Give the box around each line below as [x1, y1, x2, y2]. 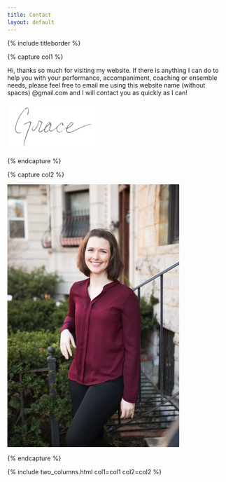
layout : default [7, 18, 55, 26]
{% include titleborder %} [7, 39, 81, 47]
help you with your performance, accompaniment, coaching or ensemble [7, 74, 218, 82]
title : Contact [7, 11, 52, 18]
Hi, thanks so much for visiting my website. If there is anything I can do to [7, 66, 219, 74]
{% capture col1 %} [7, 53, 64, 61]
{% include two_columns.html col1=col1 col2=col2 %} [7, 467, 162, 476]
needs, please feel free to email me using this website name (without [7, 81, 206, 89]
